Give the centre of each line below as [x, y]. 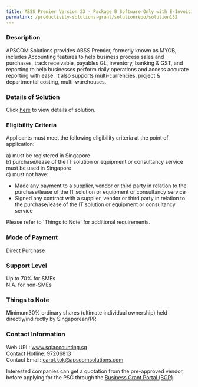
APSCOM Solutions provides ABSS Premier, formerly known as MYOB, [91, 50]
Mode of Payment [32, 237]
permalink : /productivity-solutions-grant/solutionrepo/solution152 [92, 17]
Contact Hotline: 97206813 [39, 353]
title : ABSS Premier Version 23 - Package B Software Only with [87, 11]
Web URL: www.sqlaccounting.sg [47, 347]
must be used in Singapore [39, 168]
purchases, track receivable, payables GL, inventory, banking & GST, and [95, 63]
